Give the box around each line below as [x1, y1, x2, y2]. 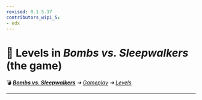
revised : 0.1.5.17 [6, 8, 52, 15]
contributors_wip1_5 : [6, 14, 61, 20]
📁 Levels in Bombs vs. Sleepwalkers [6, 46, 189, 60]
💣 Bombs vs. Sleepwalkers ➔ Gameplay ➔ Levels [6, 79, 132, 86]
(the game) [6, 58, 62, 72]
